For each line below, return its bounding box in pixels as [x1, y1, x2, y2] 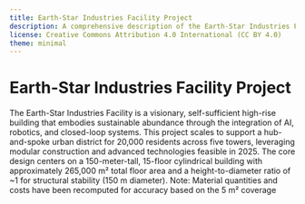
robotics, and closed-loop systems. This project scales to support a [9, 127, 262, 138]
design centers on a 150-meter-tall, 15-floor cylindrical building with [9, 156, 263, 167]
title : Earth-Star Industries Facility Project [9, 13, 193, 23]
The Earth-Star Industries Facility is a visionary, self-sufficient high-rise [9, 108, 277, 119]
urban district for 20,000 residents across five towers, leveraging [51, 137, 295, 148]
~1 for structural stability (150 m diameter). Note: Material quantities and [9, 175, 279, 186]
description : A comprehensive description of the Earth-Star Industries [9, 22, 290, 31]
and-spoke [9, 137, 51, 148]
